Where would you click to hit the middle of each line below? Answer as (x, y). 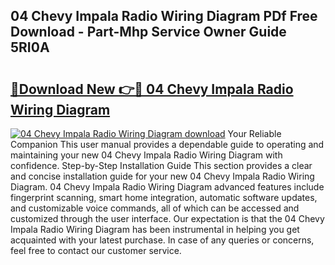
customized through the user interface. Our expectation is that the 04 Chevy (167, 218)
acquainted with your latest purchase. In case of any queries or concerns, (162, 240)
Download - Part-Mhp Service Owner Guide (148, 32)
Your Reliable (254, 133)
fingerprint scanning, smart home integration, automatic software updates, (164, 197)
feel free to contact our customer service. (96, 250)
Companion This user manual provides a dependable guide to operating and (167, 144)
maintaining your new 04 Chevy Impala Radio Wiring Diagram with (146, 155)
